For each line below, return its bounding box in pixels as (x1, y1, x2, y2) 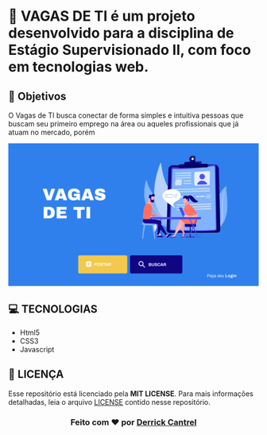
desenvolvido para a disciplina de (8, 24, 234, 42)
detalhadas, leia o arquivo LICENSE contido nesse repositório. (8, 397, 211, 406)
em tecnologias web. (8, 58, 149, 76)
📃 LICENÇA (8, 367, 64, 381)
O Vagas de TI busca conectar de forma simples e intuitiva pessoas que (8, 111, 244, 120)
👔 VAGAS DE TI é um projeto (8, 7, 195, 25)
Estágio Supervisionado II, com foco (8, 41, 252, 59)
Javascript (19, 344, 55, 354)
